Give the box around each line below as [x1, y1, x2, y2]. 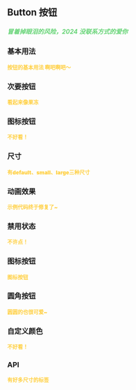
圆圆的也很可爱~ [7, 309, 48, 315]
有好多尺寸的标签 [7, 377, 50, 384]
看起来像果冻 [7, 99, 40, 107]
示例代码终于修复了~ [7, 203, 58, 211]
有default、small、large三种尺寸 [7, 169, 90, 176]
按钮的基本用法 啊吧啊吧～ [7, 63, 71, 71]
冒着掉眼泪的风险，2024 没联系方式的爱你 [7, 27, 128, 36]
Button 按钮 [7, 6, 58, 19]
